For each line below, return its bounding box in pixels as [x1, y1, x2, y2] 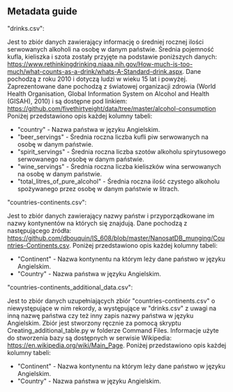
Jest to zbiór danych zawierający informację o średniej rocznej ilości [7, 38, 204, 46]
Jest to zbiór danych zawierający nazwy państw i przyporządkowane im [7, 211, 215, 220]
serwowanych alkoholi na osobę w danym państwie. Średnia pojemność [7, 45, 214, 53]
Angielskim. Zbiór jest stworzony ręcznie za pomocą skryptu [7, 319, 181, 327]
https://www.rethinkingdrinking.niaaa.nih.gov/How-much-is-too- [7, 59, 193, 68]
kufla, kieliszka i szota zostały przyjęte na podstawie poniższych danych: [7, 52, 218, 61]
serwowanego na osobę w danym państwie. [17, 155, 144, 163]
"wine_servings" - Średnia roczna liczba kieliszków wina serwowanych [17, 162, 221, 170]
